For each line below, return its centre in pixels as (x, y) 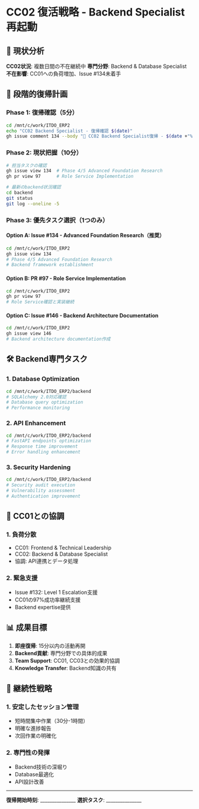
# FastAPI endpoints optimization (49, 441)
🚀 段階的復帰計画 (37, 94)
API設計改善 (29, 782)
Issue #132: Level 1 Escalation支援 (56, 592)
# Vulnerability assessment (41, 491)
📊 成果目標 (27, 628)
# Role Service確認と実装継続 (40, 302)
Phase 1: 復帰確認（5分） (42, 112)
